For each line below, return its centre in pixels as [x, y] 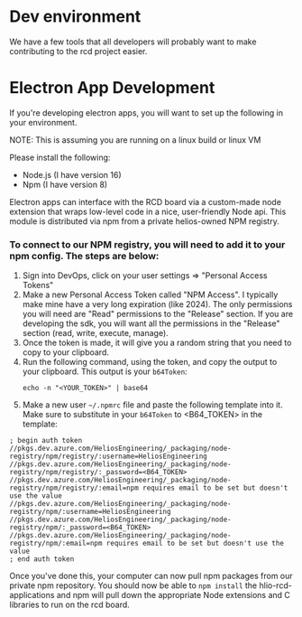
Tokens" [38, 285]
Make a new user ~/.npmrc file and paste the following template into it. [152, 405]
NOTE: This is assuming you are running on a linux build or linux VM [135, 140]
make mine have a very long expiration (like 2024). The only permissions [157, 304]
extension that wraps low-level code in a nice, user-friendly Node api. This [148, 211]
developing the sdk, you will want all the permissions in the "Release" [151, 323]
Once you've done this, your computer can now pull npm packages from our [151, 576]
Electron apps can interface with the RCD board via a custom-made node [146, 201]
